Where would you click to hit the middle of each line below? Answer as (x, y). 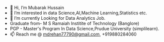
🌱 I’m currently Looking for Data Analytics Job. (58, 18)
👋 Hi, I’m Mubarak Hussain (37, 8)
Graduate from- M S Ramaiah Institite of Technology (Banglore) (75, 23)
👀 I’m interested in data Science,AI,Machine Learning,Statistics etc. (79, 13)
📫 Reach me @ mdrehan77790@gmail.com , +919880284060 (73, 34)
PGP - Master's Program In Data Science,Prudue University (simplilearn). (84, 29)
